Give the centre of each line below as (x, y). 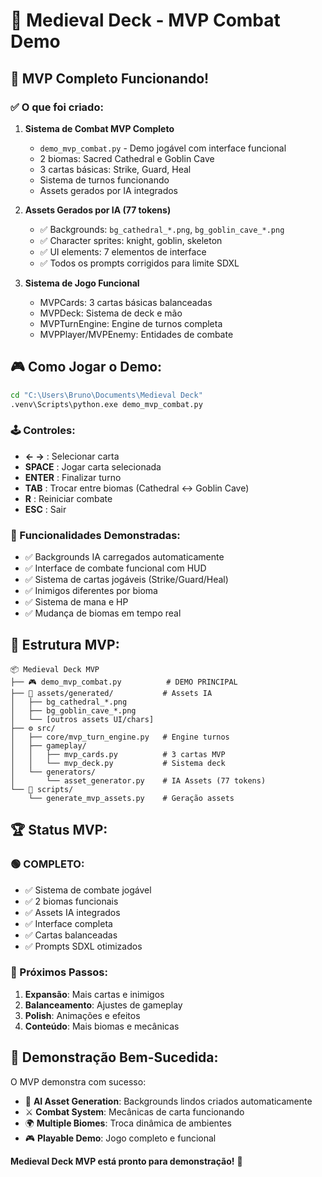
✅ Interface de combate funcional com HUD (115, 568)
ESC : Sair (45, 509)
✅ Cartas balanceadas (71, 935)
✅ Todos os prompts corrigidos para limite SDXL (139, 263)
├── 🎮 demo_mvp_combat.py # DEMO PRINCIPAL (124, 682)
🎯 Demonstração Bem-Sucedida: (114, 1057)
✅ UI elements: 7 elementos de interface (123, 251)
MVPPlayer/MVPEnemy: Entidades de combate (136, 334)
